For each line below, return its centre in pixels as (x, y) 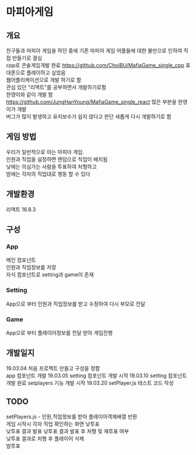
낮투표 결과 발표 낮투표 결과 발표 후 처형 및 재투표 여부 (68, 431)
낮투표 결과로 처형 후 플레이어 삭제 (45, 438)
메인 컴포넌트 (21, 260)
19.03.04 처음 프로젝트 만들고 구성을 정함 (53, 368)
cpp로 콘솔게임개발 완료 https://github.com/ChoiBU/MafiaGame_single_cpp (95, 65)
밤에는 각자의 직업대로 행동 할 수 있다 (48, 174)
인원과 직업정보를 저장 (31, 268)
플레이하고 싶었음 (46, 73)
